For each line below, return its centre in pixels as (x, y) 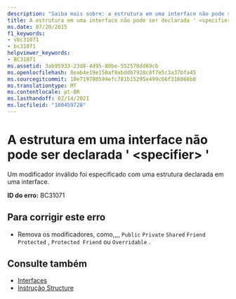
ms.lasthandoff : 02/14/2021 (48, 99)
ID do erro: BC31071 (36, 195)
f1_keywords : (26, 33)
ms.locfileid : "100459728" (47, 105)
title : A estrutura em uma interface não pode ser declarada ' (102, 20)
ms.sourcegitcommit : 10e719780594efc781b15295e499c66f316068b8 (102, 79)
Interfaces (32, 281)
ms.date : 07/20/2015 (38, 27)
